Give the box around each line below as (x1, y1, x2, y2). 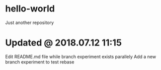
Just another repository (5, 19, 54, 25)
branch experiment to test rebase (5, 58, 74, 65)
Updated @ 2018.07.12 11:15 (5, 37, 122, 48)
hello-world (5, 3, 55, 14)
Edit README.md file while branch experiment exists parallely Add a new (5, 53, 156, 59)
